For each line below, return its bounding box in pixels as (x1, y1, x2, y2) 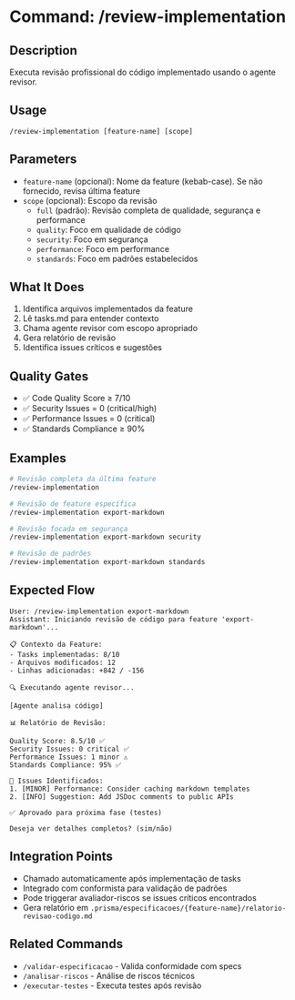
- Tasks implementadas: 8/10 (9, 650, 120, 659)
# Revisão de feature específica (9, 499, 137, 509)
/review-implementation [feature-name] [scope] (9, 126, 194, 136)
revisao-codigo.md (22, 912, 93, 921)
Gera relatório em (22, 902, 89, 913)
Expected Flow (9, 582, 96, 598)
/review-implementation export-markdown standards (9, 558, 206, 567)
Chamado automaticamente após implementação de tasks (22, 873, 241, 884)
